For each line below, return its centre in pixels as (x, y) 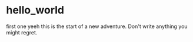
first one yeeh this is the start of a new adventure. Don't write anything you (97, 26)
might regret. (22, 32)
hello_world (35, 10)
